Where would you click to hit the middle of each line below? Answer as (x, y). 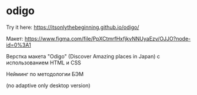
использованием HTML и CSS (44, 63)
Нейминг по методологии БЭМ (45, 74)
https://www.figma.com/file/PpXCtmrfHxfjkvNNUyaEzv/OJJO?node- (108, 38)
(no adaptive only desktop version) (48, 85)
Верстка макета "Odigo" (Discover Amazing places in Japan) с (83, 56)
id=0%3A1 (19, 45)
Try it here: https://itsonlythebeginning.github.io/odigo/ (73, 27)
